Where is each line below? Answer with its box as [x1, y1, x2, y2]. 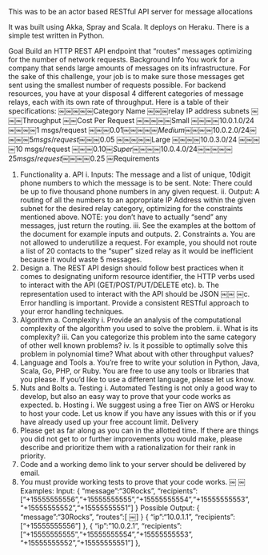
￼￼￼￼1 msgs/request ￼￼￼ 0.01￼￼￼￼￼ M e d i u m [8, 126, 186, 134]
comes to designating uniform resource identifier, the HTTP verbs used [19, 272, 255, 281]
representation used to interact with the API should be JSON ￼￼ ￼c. [19, 289, 250, 298]
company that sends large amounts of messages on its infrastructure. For [8, 63, 250, 73]
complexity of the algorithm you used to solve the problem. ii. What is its [19, 324, 258, 333]
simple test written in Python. [8, 31, 105, 40]
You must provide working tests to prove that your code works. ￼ [19, 477, 237, 486]
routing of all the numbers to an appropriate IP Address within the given [19, 195, 256, 205]
